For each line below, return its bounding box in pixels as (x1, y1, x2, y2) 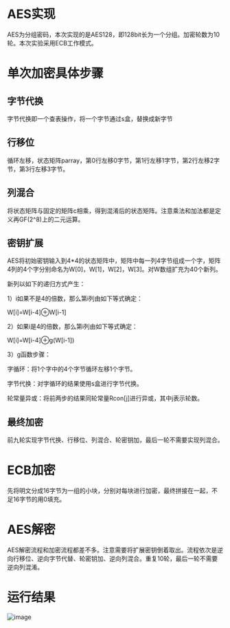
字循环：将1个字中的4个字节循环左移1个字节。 (7, 365, 137, 373)
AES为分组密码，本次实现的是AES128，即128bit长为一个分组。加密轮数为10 (7, 30, 220, 39)
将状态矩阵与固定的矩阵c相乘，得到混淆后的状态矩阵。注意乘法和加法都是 (7, 206, 215, 215)
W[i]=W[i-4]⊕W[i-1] (7, 308, 67, 316)
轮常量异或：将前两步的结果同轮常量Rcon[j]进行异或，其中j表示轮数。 (7, 394, 204, 402)
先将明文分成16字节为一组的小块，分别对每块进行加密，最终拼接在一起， (7, 486, 212, 495)
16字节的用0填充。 (12, 495, 66, 504)
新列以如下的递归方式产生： (7, 280, 86, 288)
